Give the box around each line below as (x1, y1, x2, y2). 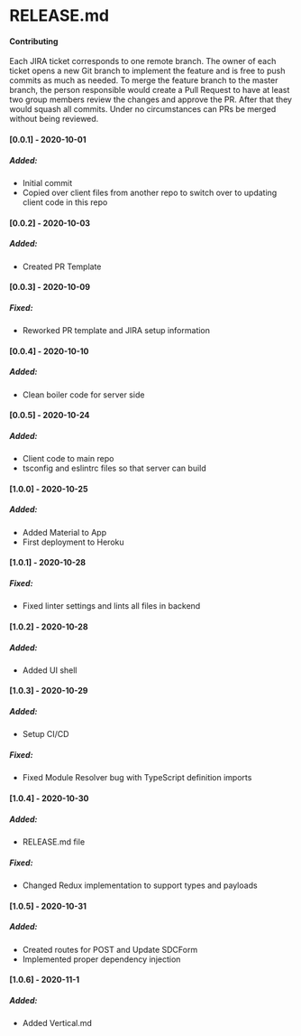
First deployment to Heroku (22, 537, 124, 547)
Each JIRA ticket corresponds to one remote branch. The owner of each (9, 56, 277, 67)
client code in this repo (22, 196, 108, 208)
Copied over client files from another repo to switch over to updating (22, 187, 278, 198)
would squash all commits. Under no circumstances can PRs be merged (9, 104, 277, 115)
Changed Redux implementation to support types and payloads (22, 880, 259, 891)
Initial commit (22, 177, 73, 188)
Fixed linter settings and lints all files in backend (22, 601, 201, 611)
